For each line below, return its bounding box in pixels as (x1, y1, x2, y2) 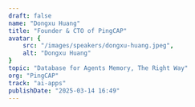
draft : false (8, 11, 52, 20)
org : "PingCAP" (8, 72, 59, 80)
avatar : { (8, 34, 42, 43)
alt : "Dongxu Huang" (22, 49, 91, 57)
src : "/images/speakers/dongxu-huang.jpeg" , (22, 42, 174, 50)
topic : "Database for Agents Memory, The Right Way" (8, 64, 189, 72)
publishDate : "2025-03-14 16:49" (8, 86, 120, 95)
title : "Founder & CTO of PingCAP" (8, 27, 128, 35)
